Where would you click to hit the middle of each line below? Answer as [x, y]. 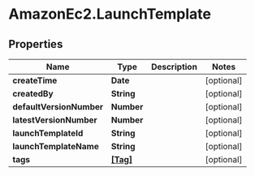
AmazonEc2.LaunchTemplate [110, 14]
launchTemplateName [56, 146]
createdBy [33, 94]
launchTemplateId [48, 133]
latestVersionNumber [55, 120]
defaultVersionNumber [58, 107]
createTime [35, 80]
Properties [36, 44]
